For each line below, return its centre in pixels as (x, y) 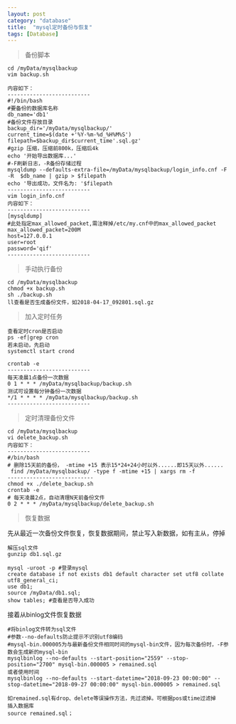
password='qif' (30, 249)
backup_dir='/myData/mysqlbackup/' (60, 129)
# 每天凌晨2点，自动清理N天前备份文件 (56, 498)
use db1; (20, 587)
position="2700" (31, 665)
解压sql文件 (23, 548)
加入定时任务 (43, 317)
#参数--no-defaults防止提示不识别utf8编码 (65, 637)
